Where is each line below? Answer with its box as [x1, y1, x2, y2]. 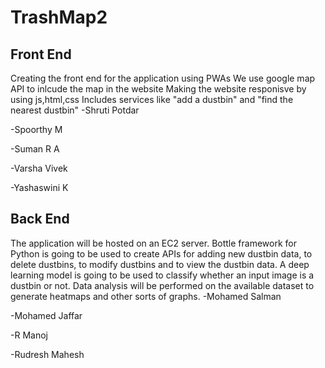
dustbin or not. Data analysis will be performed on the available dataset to [10, 279, 315, 291]
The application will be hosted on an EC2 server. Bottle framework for [10, 237, 297, 249]
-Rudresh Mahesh [10, 348, 85, 360]
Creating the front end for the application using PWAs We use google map [10, 72, 316, 84]
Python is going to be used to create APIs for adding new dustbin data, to [10, 247, 313, 260]
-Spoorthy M [10, 124, 63, 135]
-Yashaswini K [10, 182, 69, 193]
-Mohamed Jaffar [10, 309, 83, 321]
